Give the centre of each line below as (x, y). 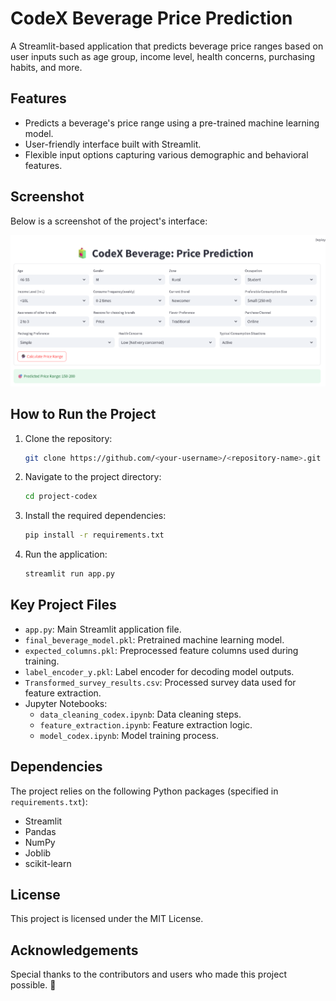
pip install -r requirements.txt (94, 535)
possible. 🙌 (33, 985)
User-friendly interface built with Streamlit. (113, 144)
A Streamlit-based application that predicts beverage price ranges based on (167, 46)
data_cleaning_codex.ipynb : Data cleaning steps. (140, 714)
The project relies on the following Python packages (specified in (144, 791)
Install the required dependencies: (95, 516)
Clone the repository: (68, 438)
